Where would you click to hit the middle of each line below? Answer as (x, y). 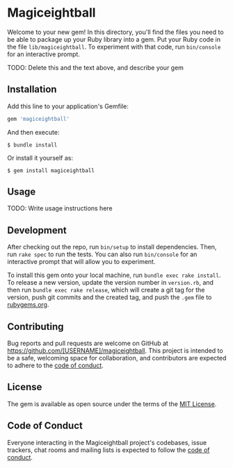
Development (37, 230)
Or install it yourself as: (40, 158)
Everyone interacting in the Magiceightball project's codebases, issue (107, 442)
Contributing (35, 327)
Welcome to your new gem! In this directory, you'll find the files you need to (115, 32)
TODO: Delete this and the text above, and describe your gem (96, 67)
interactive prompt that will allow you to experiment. (81, 262)
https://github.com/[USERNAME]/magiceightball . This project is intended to (115, 351)
